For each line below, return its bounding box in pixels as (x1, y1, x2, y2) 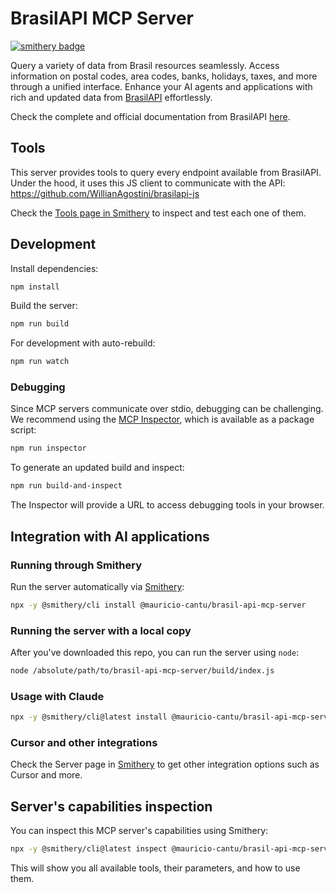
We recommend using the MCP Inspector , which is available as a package (10, 413, 315, 426)
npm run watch (10, 357, 70, 367)
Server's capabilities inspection (10, 798, 213, 815)
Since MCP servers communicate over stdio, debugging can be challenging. (10, 403, 324, 415)
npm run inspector (10, 443, 87, 454)
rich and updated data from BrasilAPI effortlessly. (10, 91, 213, 103)
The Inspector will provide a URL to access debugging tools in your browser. (10, 499, 325, 511)
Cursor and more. (10, 769, 83, 781)
